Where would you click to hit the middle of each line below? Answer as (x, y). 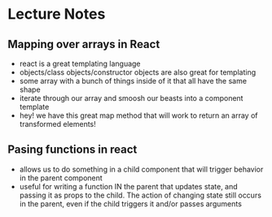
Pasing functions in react (72, 150)
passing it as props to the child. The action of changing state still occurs (140, 195)
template (34, 107)
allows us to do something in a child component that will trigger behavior (141, 169)
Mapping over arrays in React (84, 44)
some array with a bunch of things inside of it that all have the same (133, 81)
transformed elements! (58, 124)
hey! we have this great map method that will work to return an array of (138, 115)
